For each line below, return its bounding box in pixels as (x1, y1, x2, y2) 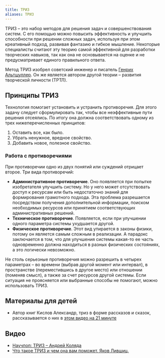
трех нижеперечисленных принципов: (5, 120, 86, 126)
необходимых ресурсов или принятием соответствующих (12, 204, 135, 210)
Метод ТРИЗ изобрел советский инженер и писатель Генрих (5, 66, 134, 72)
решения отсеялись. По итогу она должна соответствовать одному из (5, 115, 154, 121)
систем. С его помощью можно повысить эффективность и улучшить (5, 31, 152, 37)
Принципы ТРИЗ (5, 91, 59, 99)
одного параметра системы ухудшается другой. (12, 220, 115, 226)
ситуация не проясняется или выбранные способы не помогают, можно (5, 277, 158, 283)
